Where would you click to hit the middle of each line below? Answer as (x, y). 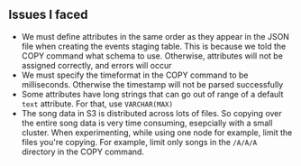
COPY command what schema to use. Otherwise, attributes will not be (152, 55)
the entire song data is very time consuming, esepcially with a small (147, 123)
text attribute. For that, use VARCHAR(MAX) (97, 104)
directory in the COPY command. (83, 152)
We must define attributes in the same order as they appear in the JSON (155, 36)
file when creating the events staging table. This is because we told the (154, 46)
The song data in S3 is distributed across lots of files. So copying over (152, 113)
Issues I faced (48, 15)
